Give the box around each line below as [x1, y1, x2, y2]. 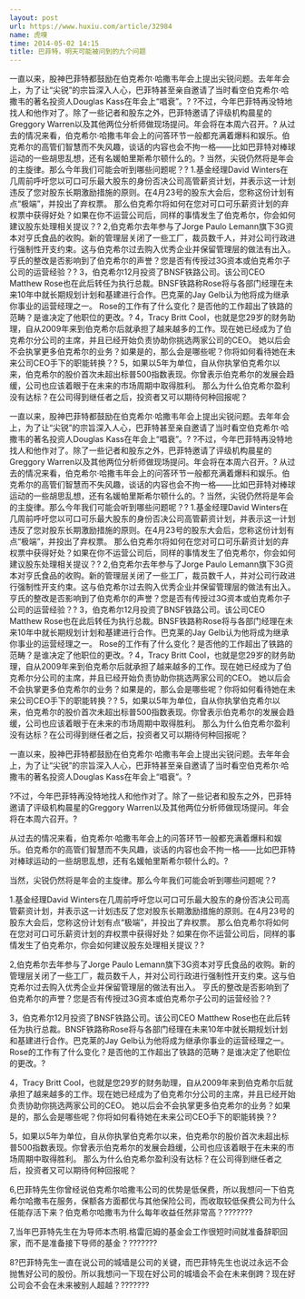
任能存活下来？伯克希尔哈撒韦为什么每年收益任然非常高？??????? [9, 1207, 253, 1218]
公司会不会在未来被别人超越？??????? [9, 1280, 150, 1291]
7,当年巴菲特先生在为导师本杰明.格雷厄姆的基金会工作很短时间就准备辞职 [9, 1226, 280, 1237]
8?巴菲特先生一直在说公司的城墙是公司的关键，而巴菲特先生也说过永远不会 [9, 1257, 289, 1268]
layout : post [9, 13, 59, 23]
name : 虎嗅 [9, 30, 48, 39]
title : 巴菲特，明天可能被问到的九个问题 [9, 47, 147, 56]
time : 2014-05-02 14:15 [9, 38, 100, 48]
